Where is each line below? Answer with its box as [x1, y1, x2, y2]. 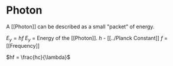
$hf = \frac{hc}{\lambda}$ [6, 54, 71, 61]
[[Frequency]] [6, 42, 40, 49]
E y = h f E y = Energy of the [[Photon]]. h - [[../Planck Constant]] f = [6, 34, 168, 43]
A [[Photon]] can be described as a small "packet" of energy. [6, 23, 155, 30]
